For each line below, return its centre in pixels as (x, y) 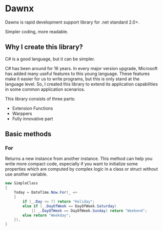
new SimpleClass (21, 183)
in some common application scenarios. (45, 89)
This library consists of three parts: (40, 99)
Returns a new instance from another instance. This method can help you (79, 159)
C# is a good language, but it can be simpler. (50, 59)
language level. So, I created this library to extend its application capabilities (81, 84)
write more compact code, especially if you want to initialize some (71, 164)
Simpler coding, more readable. (37, 31)
